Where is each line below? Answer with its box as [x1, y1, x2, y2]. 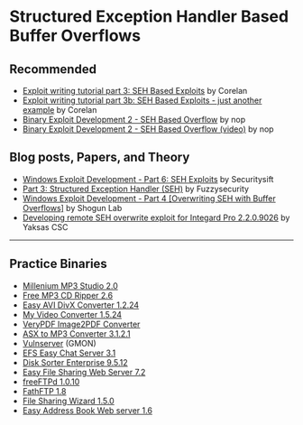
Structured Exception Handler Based [9, 6, 289, 27]
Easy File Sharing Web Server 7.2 [22, 366, 146, 377]
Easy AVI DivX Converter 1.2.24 [22, 300, 140, 310]
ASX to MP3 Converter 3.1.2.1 [22, 328, 131, 339]
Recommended [9, 61, 97, 77]
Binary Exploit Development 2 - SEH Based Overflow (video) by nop [22, 124, 274, 134]
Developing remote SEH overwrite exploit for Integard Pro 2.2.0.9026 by [22, 212, 290, 223]
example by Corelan [22, 105, 97, 115]
